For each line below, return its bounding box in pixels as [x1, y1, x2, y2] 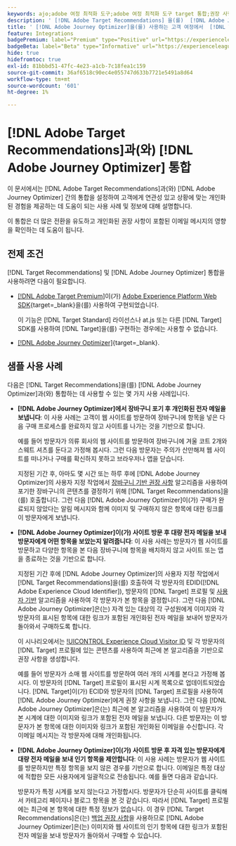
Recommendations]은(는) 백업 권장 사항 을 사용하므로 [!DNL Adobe [17, 813, 204, 822]
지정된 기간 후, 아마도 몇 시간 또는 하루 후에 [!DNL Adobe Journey [17, 469, 200, 478]
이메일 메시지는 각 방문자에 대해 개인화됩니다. [17, 731, 142, 739]
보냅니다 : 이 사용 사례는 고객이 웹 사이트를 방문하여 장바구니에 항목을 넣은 [17, 412, 218, 422]
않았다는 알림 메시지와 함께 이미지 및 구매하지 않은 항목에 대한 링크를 [36, 504, 224, 513]
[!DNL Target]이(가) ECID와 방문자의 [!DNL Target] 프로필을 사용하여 [32, 686, 223, 696]
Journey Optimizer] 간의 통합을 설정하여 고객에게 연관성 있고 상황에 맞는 [7, 193, 207, 202]
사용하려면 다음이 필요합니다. [7, 277, 86, 285]
